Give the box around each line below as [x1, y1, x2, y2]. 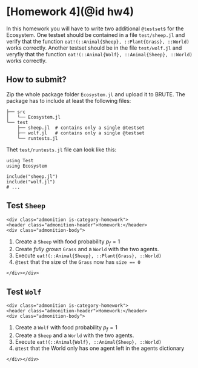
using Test [6, 157, 34, 163]
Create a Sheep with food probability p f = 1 [15, 238, 120, 246]
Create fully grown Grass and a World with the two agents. [15, 246, 159, 253]
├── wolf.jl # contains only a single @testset [17, 130, 145, 136]
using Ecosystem [6, 163, 47, 169]
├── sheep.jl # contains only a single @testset [17, 125, 145, 131]
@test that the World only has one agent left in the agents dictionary [15, 344, 185, 352]
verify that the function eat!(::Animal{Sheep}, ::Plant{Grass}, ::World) [6, 38, 190, 45]
